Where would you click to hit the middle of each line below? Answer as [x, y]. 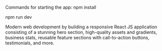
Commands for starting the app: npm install [51, 7]
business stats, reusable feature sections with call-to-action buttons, [77, 38]
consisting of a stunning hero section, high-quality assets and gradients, [81, 32]
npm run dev [19, 17]
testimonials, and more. [30, 43]
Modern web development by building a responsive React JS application [81, 27]
